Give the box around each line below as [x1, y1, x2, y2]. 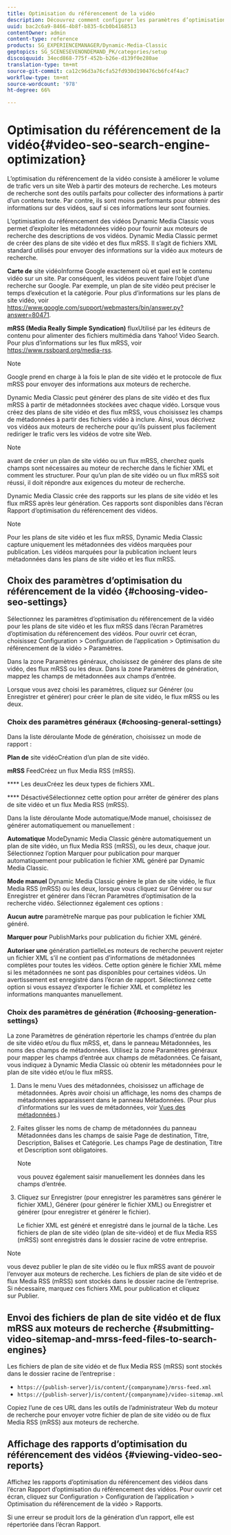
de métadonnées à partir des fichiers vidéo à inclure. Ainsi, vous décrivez [7, 416, 216, 424]
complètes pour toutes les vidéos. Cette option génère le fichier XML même [7, 961, 222, 969]
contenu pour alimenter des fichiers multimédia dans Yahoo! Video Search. [7, 332, 219, 340]
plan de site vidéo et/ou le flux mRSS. [7, 1068, 113, 1077]
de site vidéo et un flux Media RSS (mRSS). [7, 801, 129, 809]
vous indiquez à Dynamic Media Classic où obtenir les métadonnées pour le [7, 1061, 222, 1069]
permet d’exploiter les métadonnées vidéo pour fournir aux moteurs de [7, 224, 208, 233]
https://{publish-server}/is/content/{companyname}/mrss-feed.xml [16, 1384, 212, 1391]
